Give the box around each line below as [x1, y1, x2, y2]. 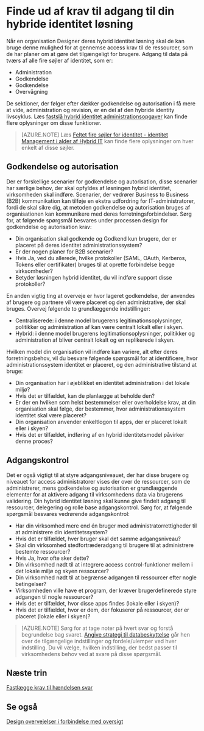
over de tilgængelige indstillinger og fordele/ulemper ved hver [21, 637, 177, 644]
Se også [6, 702, 38, 712]
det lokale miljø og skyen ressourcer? [15, 567, 109, 574]
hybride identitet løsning [6, 17, 133, 31]
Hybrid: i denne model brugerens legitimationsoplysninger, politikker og [15, 330, 195, 337]
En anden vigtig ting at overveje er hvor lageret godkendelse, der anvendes [6, 292, 195, 299]
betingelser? [15, 580, 47, 587]
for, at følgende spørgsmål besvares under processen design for [6, 216, 168, 224]
